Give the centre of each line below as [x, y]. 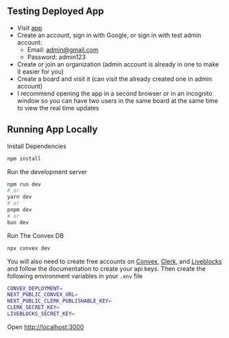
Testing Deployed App [56, 11]
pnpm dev [20, 210]
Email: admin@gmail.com [63, 49]
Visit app [29, 27]
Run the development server [47, 171]
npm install [24, 158]
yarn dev [20, 197]
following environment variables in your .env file [75, 276]
